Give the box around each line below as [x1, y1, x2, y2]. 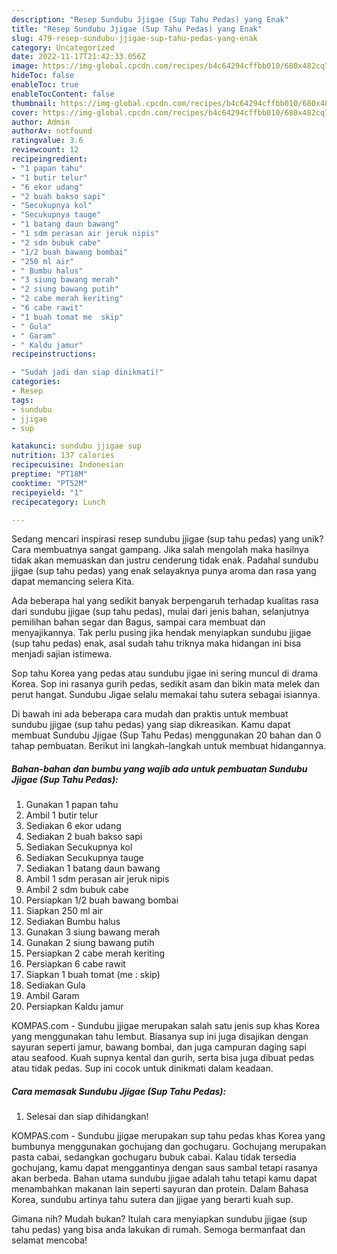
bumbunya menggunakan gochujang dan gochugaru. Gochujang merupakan [11, 1141, 327, 1153]
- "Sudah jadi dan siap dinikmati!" [11, 367, 164, 378]
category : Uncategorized [11, 42, 115, 53]
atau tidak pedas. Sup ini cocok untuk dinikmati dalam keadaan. [11, 1062, 274, 1075]
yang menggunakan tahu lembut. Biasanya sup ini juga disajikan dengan [11, 1031, 309, 1043]
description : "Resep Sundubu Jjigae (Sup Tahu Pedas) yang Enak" [11, 14, 289, 25]
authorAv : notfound [11, 126, 93, 136]
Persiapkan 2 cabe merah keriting [25, 947, 166, 960]
